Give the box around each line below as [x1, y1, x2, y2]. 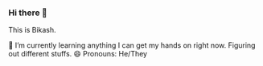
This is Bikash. [8, 25, 56, 35]
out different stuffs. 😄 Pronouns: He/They [8, 49, 147, 59]
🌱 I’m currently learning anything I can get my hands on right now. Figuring [8, 41, 256, 50]
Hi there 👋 [8, 7, 48, 18]
